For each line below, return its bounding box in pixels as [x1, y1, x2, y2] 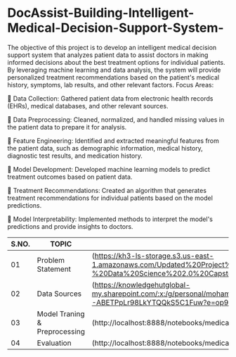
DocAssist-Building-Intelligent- [7, 5, 195, 21]
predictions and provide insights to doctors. [7, 222, 133, 230]
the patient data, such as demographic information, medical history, [7, 144, 204, 152]
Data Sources [37, 289, 82, 299]
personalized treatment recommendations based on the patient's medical [7, 73, 220, 82]
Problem [37, 255, 65, 265]
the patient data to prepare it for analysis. [7, 123, 127, 131]
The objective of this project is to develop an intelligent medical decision [7, 43, 217, 51]
